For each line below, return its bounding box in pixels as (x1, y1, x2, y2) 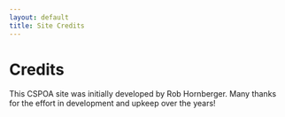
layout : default (9, 12, 69, 22)
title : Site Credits (9, 21, 86, 30)
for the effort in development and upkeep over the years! (9, 98, 216, 109)
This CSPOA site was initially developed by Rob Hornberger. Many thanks (9, 89, 277, 99)
